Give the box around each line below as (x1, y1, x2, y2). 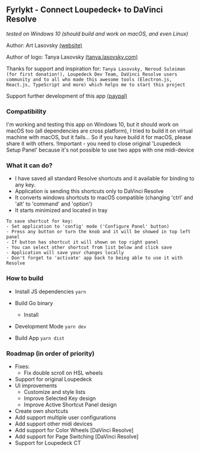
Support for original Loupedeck (14, 376, 93, 382)
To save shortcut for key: (6, 218, 73, 224)
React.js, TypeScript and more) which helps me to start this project (6, 82, 186, 88)
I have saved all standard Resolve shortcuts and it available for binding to (14, 175, 195, 182)
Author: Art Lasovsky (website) (6, 41, 82, 49)
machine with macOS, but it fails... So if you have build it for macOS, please (6, 134, 192, 141)
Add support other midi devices (14, 420, 93, 427)
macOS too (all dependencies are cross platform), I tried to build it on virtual (6, 127, 193, 134)
